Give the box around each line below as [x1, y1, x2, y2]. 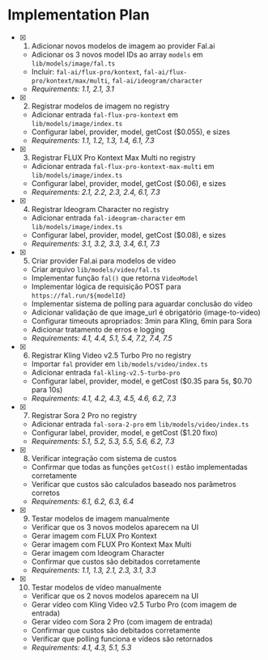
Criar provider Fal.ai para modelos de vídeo [31, 256, 177, 265]
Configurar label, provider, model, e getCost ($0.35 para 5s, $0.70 [31, 376, 253, 386]
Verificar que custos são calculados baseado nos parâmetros [31, 479, 236, 489]
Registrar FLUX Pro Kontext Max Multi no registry [31, 152, 196, 163]
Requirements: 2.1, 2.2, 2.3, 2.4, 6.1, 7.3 [31, 187, 161, 197]
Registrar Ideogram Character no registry [31, 204, 169, 214]
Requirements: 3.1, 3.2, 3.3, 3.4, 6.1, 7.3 [31, 239, 160, 248]
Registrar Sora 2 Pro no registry [31, 410, 138, 420]
